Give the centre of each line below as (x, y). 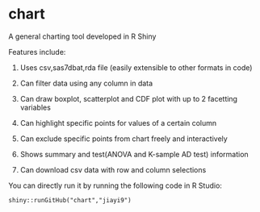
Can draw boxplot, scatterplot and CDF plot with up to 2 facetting (129, 98)
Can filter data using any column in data (86, 83)
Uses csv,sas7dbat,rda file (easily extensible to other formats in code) (136, 67)
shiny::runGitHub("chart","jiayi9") (70, 200)
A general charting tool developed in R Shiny (82, 36)
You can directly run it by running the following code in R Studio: (115, 185)
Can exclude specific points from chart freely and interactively (124, 139)
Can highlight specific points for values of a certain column (118, 123)
